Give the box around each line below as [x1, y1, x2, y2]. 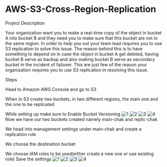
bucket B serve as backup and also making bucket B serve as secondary [5, 56, 155, 62]
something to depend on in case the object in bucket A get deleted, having [5, 51, 159, 57]
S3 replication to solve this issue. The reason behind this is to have [5, 45, 143, 51]
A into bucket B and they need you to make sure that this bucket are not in [5, 35, 158, 41]
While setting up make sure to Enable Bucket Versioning [5, 111, 120, 117]
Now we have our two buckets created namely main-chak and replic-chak [5, 116, 157, 122]
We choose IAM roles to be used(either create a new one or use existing [5, 150, 154, 156]
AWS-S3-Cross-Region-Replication [5, 3, 156, 15]
